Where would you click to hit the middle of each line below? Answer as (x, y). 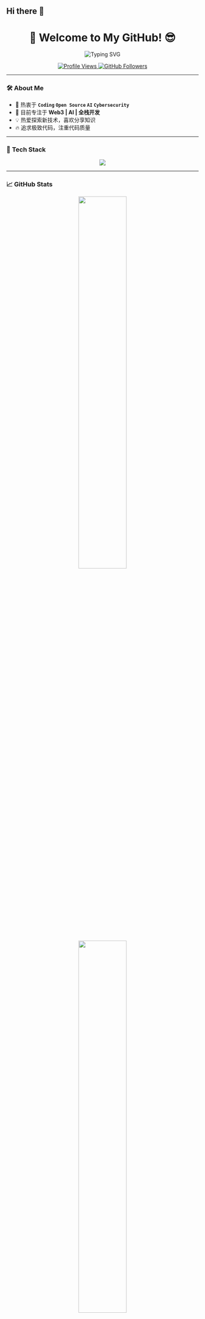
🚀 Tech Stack (26, 149)
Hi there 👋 (25, 11)
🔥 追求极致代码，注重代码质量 (53, 127)
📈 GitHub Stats (30, 184)
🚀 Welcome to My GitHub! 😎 (103, 38)
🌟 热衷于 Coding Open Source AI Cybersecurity (72, 104)
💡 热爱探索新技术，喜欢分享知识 (55, 120)
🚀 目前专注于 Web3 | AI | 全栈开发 (57, 112)
